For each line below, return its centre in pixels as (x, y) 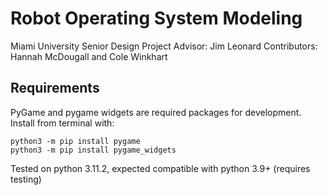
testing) (26, 179)
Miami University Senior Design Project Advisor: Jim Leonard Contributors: (164, 46)
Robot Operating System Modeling (156, 18)
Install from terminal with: (62, 123)
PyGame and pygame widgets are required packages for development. (156, 112)
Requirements (55, 88)
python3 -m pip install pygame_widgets (93, 150)
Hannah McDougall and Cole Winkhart (89, 56)
